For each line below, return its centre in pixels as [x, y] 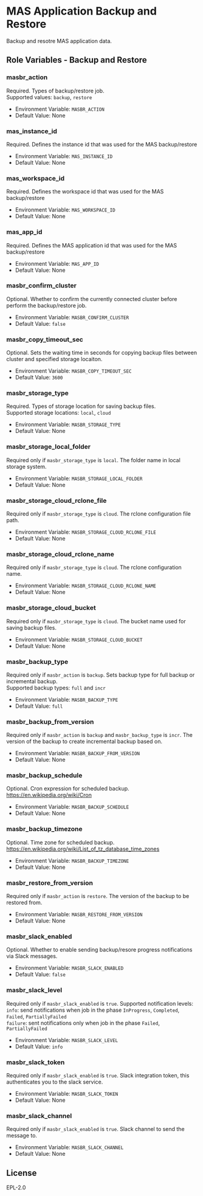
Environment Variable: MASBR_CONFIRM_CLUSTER [72, 317]
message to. [22, 1136]
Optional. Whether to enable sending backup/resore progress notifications [99, 950]
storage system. [26, 466]
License [22, 1173]
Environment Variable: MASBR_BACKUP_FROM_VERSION [77, 753]
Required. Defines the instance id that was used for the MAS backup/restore [102, 144]
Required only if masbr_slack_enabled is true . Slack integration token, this [98, 1075]
